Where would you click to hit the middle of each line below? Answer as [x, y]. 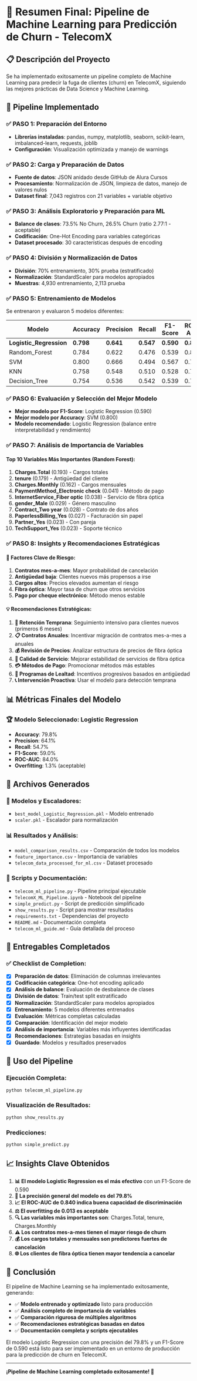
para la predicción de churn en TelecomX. [57, 1355]
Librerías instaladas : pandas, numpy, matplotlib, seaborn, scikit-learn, [100, 137]
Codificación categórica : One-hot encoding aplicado [79, 983]
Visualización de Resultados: [48, 1105]
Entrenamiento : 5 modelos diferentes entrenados [74, 1009]
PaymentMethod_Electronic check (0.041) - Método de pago [89, 491]
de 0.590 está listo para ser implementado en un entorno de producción [93, 1348]
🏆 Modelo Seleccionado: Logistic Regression [72, 720]
